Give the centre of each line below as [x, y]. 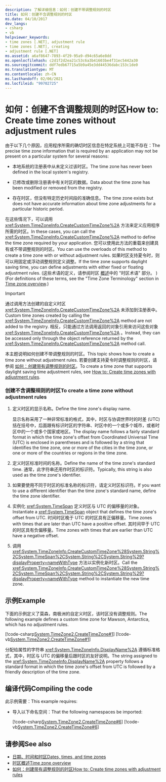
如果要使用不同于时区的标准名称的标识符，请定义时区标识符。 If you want [86, 485]
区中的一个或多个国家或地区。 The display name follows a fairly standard [86, 431]
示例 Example [25, 601]
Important [15, 293]
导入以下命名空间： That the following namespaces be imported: [77, 712]
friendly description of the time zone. [43, 671]
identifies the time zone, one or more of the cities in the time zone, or [83, 447]
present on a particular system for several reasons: [57, 156]
